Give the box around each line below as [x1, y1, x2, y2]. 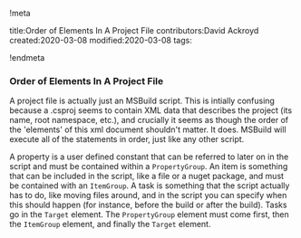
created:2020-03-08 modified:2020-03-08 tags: [9, 35, 192, 45]
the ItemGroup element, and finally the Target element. [9, 219, 211, 230]
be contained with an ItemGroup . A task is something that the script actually [9, 180, 290, 191]
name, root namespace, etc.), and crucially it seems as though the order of [9, 115, 288, 126]
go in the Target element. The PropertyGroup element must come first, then [9, 209, 289, 220]
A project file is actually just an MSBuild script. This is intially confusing [9, 95, 275, 107]
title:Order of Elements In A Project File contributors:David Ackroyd [9, 25, 259, 35]
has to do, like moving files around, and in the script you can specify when [9, 190, 287, 201]
